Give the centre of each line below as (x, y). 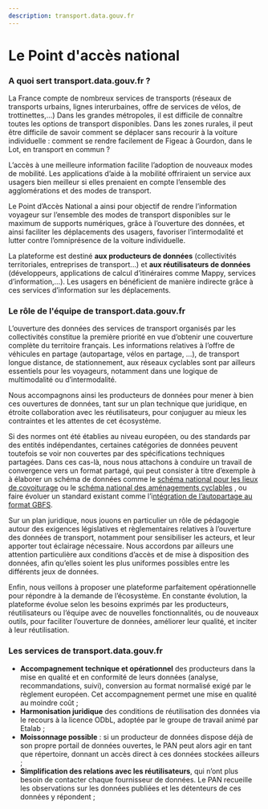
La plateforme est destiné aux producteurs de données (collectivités (122, 256)
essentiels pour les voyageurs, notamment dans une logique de (113, 372)
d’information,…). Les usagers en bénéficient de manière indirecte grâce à (131, 281)
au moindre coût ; (49, 702)
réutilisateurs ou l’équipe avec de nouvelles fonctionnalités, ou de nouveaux (134, 613)
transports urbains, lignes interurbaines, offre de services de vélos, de (125, 107)
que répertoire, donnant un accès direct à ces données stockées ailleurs (140, 754)
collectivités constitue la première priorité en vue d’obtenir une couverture (131, 337)
